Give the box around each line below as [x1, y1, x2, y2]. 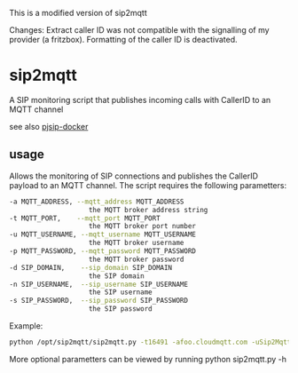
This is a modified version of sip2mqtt [9, 8, 148, 18]
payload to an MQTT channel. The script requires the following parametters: [9, 179, 286, 190]
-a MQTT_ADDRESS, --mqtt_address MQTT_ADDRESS [9, 197, 184, 206]
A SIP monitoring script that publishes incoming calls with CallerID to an [9, 94, 271, 105]
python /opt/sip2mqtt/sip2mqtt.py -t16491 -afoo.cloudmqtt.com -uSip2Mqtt [9, 337, 292, 346]
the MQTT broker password [88, 255, 184, 264]
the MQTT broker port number [88, 222, 197, 231]
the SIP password [88, 305, 153, 313]
